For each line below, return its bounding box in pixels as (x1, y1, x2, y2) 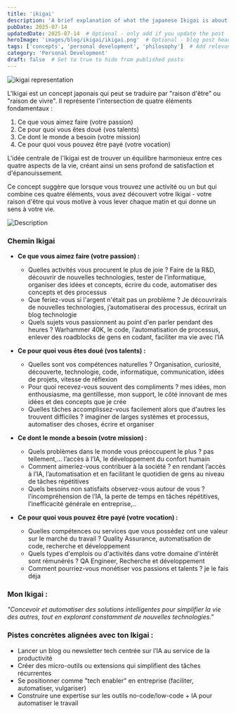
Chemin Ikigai (7, 236, 55, 246)
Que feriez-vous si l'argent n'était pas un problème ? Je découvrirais (27, 296, 227, 304)
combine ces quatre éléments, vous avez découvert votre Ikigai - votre (7, 189, 212, 198)
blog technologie (27, 310, 77, 319)
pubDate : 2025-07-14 (7, 23, 68, 30)
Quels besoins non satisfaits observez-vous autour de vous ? (27, 485, 205, 493)
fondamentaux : (7, 103, 53, 113)
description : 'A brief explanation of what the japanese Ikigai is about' (7, 17, 231, 24)
